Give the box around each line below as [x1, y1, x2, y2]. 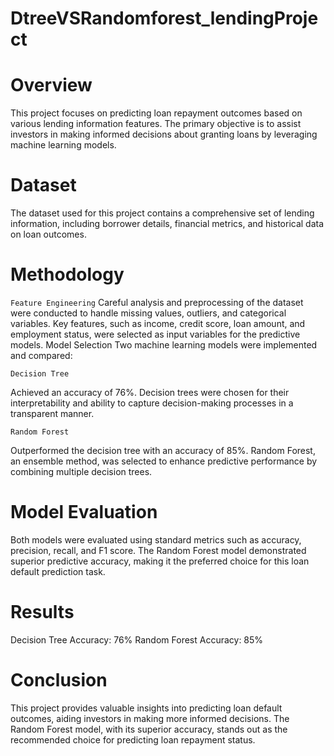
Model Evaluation [10, 501, 158, 524]
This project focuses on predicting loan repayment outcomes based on [10, 107, 303, 119]
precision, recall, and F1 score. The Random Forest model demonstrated [10, 544, 307, 556]
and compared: [10, 350, 73, 361]
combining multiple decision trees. [10, 466, 153, 477]
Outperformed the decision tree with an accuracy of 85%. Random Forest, [10, 445, 316, 456]
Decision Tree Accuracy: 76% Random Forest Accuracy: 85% [10, 633, 264, 646]
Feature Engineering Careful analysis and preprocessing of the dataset [10, 297, 304, 308]
